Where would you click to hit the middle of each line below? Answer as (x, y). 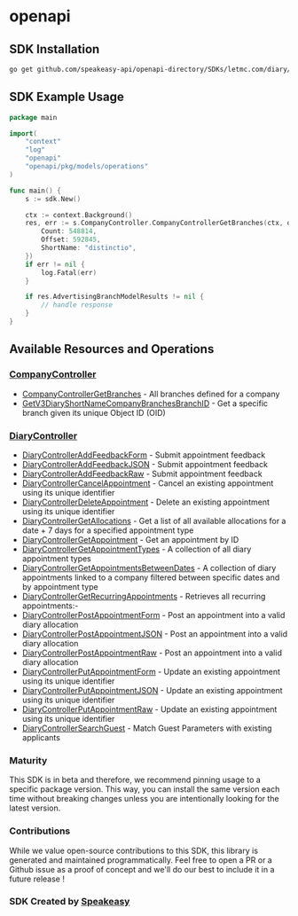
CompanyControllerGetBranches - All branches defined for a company (151, 394)
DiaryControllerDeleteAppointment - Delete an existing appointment (146, 502)
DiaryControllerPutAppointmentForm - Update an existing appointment (151, 671)
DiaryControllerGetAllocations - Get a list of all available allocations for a (154, 521)
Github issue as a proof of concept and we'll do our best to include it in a (142, 869)
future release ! (37, 879)
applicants (41, 737)
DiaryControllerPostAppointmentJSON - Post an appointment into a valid (155, 634)
